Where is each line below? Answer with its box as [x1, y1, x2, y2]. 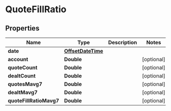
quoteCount [8, 64, 38, 71]
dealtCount [8, 72, 36, 79]
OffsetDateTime [64, 47, 103, 54]
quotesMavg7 [8, 80, 42, 88]
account [8, 56, 28, 63]
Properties [5, 24, 40, 33]
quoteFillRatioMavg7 [8, 97, 60, 104]
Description [108, 39, 137, 46]
